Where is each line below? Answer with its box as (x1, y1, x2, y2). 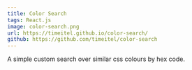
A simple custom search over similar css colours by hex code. (7, 55, 185, 63)
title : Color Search (7, 10, 68, 17)
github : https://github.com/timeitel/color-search (7, 36, 158, 43)
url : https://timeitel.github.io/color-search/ (7, 29, 149, 37)
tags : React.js (7, 17, 52, 24)
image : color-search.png (7, 23, 80, 30)
